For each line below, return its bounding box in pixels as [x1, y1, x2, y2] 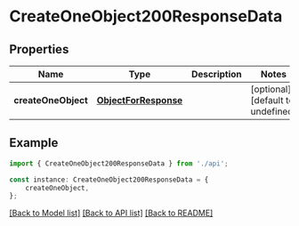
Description [190, 69, 242, 80]
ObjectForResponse [96, 94, 183, 106]
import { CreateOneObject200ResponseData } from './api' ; [9, 158, 229, 168]
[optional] [250, 83, 292, 95]
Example [9, 135, 59, 150]
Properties [9, 42, 69, 57]
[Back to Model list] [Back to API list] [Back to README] [9, 207, 214, 219]
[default [250, 94, 284, 106]
